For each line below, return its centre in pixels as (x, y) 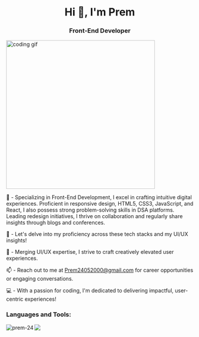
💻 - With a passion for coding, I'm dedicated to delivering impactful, (90, 291)
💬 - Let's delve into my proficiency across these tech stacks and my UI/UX (97, 234)
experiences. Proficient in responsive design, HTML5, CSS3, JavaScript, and (100, 204)
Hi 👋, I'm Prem (100, 12)
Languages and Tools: (39, 314)
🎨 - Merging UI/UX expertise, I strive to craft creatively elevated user (90, 252)
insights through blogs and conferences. (56, 223)
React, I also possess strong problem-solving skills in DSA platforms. (90, 210)
